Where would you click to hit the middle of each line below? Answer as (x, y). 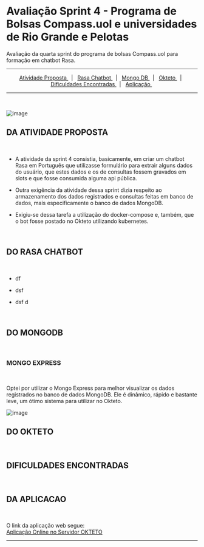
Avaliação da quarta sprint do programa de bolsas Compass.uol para (92, 53)
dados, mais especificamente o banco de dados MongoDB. (89, 203)
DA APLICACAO (36, 499)
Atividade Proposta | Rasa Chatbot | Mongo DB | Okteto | (100, 78)
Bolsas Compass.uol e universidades (102, 24)
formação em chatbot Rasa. (41, 60)
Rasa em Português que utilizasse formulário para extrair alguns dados (104, 165)
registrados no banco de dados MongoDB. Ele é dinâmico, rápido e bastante (102, 394)
